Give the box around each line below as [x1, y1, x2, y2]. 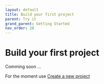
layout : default [5, 7, 39, 12]
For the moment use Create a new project [5, 73, 90, 80]
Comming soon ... [5, 64, 41, 70]
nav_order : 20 [5, 26, 35, 31]
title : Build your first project [5, 12, 74, 17]
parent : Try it [5, 16, 37, 21]
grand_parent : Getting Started [5, 21, 70, 26]
